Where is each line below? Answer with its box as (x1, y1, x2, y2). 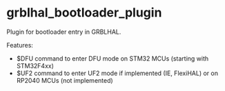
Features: (6, 41, 34, 49)
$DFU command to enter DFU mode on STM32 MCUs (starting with (16, 54, 209, 63)
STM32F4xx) (16, 61, 55, 70)
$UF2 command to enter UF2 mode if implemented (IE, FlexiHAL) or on (16, 69, 219, 77)
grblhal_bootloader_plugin (6, 5, 162, 21)
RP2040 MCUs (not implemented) (16, 76, 113, 84)
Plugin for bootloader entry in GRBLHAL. (6, 28, 121, 36)
